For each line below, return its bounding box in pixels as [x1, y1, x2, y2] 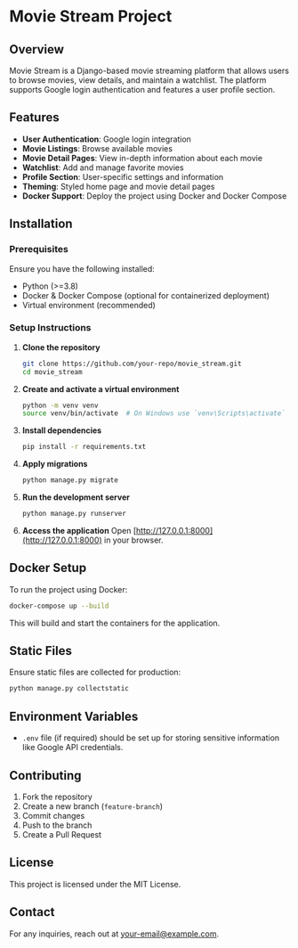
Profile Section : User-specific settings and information [21, 171, 224, 182]
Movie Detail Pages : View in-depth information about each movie [21, 152, 263, 163]
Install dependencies [21, 425, 102, 436]
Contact [9, 904, 55, 919]
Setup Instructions [9, 322, 92, 334]
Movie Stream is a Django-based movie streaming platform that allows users [9, 65, 289, 76]
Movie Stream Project [9, 6, 173, 27]
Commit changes [21, 810, 85, 821]
